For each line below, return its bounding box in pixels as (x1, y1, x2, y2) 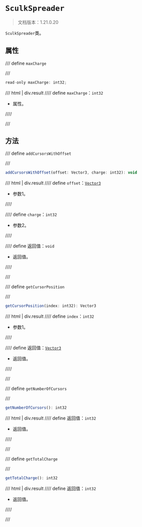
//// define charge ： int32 (5, 211, 57, 217)
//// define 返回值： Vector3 (5, 345, 61, 351)
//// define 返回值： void (5, 243, 55, 249)
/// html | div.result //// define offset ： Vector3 (5, 180, 101, 186)
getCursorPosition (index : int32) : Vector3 (5, 303, 96, 309)
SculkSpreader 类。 (5, 30, 44, 36)
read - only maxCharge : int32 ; (5, 80, 67, 85)
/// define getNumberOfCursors (5, 385, 67, 392)
